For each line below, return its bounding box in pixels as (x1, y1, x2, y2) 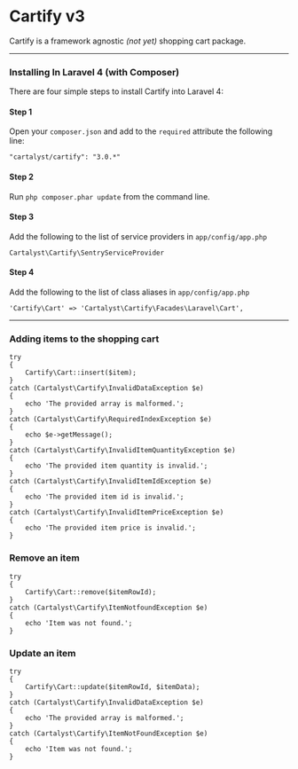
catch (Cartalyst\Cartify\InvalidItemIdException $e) (9, 477, 213, 486)
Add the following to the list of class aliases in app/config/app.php (9, 286, 250, 298)
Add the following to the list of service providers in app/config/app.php (9, 231, 268, 241)
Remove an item (9, 552, 80, 564)
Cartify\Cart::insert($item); (25, 368, 137, 378)
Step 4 (9, 267, 35, 278)
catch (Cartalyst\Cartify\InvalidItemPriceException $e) (9, 508, 224, 517)
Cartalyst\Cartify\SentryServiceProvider (9, 248, 165, 257)
